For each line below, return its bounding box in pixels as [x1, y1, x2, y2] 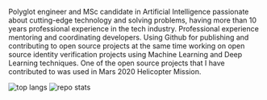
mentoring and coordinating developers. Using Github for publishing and [8, 32, 249, 42]
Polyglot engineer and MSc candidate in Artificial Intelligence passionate [8, 7, 249, 16]
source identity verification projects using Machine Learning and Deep [8, 50, 243, 59]
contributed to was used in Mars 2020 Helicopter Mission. [8, 67, 202, 76]
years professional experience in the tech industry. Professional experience [8, 24, 260, 33]
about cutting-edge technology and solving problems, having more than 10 [8, 15, 257, 25]
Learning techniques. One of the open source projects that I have [8, 58, 225, 68]
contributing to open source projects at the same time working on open [8, 41, 245, 51]
